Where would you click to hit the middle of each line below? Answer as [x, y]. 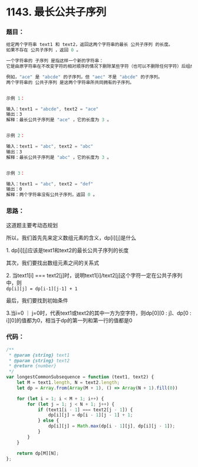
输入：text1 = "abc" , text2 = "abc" [50, 146]
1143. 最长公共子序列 [56, 12]
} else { [48, 421]
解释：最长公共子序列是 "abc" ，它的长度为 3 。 [59, 157]
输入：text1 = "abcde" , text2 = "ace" [52, 109]
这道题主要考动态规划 [32, 225]
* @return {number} [33, 366]
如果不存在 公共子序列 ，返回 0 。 [44, 50]
